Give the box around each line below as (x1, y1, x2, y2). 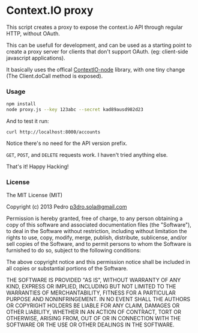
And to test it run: (6, 117, 49, 124)
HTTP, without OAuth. (6, 29, 60, 37)
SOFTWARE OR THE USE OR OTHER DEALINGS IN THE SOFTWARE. (6, 321, 175, 328)
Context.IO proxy (6, 4, 94, 17)
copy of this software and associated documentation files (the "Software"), (6, 221, 192, 228)
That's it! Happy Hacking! (6, 163, 69, 170)
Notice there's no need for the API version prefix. (6, 139, 128, 147)
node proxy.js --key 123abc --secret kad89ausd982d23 (6, 106, 144, 113)
